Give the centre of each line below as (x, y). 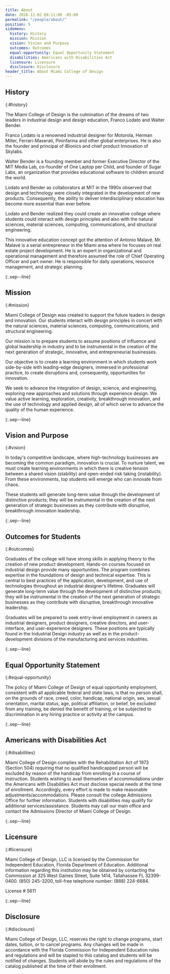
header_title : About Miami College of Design (54, 72)
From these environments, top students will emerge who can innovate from (84, 479)
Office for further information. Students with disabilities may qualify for (79, 800)
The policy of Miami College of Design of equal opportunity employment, (81, 687)
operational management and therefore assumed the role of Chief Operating (85, 256)
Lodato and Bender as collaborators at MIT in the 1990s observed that (78, 187)
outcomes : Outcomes (30, 48)
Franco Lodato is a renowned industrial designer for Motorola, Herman (79, 135)
